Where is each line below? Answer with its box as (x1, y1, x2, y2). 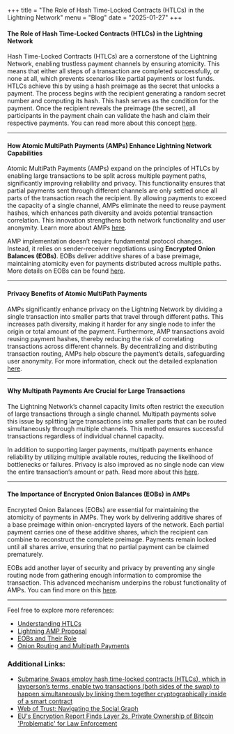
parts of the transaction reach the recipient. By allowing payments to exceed (7, 194, 226, 202)
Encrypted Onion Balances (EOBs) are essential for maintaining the (7, 506, 199, 514)
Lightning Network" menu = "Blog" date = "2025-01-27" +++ (7, 13, 182, 22)
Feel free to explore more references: (7, 606, 114, 615)
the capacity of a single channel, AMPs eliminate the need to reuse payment (7, 202, 226, 210)
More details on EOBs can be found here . (7, 267, 125, 275)
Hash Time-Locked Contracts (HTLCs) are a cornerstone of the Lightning (7, 52, 217, 61)
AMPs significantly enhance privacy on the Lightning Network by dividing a (7, 305, 223, 313)
